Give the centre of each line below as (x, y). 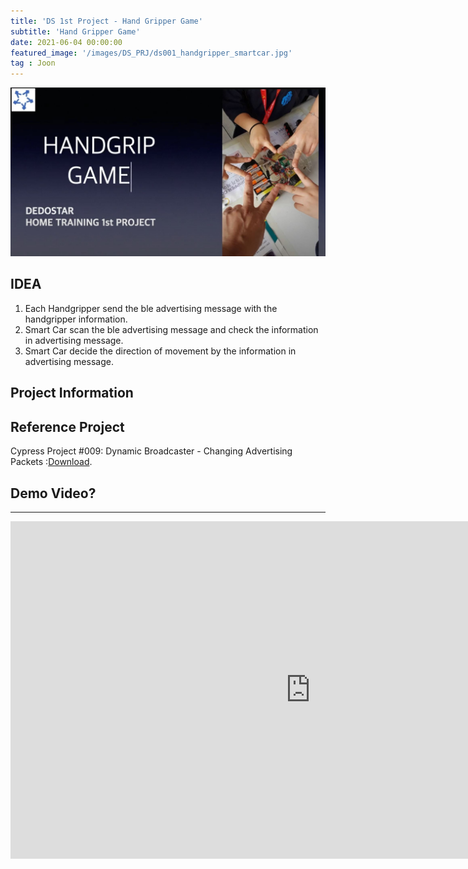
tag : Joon (33, 63)
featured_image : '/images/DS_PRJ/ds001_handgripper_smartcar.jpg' (151, 53)
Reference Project (67, 426)
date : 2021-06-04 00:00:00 (66, 42)
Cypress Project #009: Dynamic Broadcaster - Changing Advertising (151, 451)
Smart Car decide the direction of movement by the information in (160, 351)
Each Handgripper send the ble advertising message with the (151, 308)
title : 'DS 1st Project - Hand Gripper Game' (106, 21)
